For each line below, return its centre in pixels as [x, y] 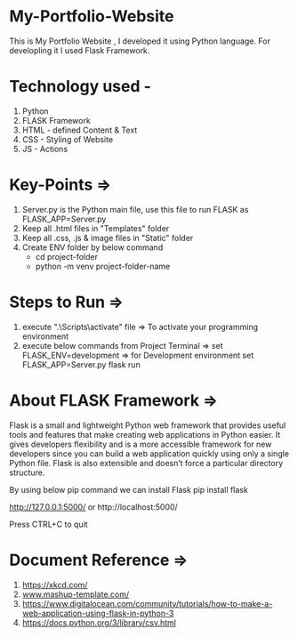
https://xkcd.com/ [55, 585]
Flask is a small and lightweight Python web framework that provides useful [148, 425]
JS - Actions [45, 149]
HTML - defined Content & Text [80, 130]
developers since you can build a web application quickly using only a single [149, 453]
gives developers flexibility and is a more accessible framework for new [141, 444]
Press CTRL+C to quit [48, 524]
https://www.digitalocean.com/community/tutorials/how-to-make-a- [147, 603]
